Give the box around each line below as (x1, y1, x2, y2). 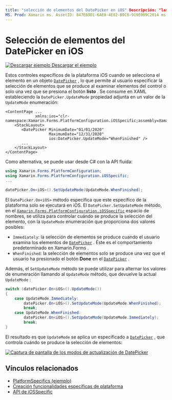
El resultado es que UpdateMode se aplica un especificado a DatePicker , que (5, 334, 165, 340)
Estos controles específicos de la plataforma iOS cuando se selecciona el (5, 72, 160, 78)
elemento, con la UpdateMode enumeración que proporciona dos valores (5, 218, 155, 225)
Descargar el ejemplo (51, 62, 97, 68)
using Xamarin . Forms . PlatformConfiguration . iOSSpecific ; (5, 173, 130, 178)
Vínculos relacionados (5, 364, 78, 373)
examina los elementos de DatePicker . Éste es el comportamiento (12, 239, 153, 245)
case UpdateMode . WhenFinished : (14, 310, 81, 315)
